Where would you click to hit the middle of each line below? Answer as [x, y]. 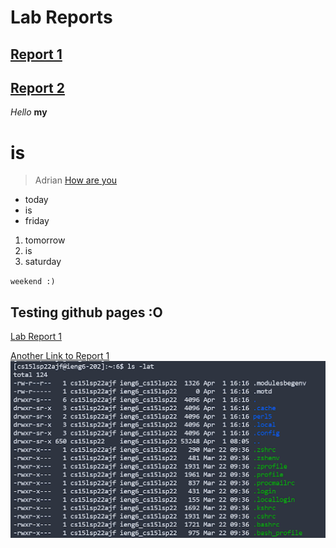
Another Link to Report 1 [60, 356]
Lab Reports [61, 17]
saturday [43, 262]
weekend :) [33, 282]
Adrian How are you [76, 180]
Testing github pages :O [86, 312]
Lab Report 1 [36, 337]
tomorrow [45, 240]
